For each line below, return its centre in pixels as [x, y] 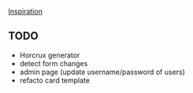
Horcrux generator [50, 55]
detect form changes [54, 63]
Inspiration [26, 11]
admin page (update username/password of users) [102, 72]
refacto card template [55, 80]
